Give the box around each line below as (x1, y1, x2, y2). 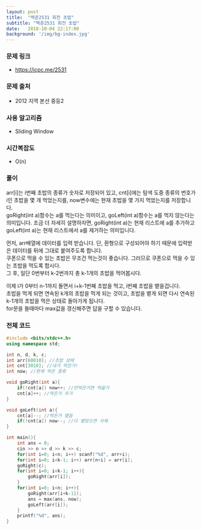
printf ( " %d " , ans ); (17, 513, 66, 519)
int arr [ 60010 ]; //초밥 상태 (6, 357, 74, 363)
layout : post (6, 8, 39, 15)
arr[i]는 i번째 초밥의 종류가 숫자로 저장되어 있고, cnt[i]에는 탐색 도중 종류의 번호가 (6, 189, 196, 196)
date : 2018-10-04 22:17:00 (6, 25, 79, 32)
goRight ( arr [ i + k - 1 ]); (28, 490, 82, 496)
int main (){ (6, 434, 36, 441)
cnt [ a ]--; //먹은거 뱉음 (17, 413, 73, 419)
